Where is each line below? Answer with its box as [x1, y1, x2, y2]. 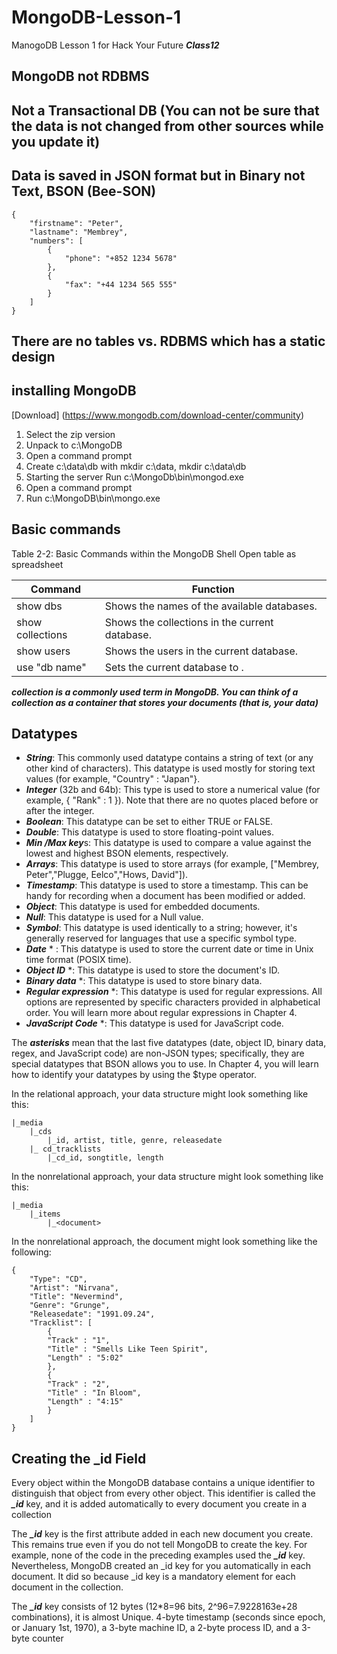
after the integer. [25, 805, 95, 817]
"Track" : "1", [47, 1336, 111, 1346]
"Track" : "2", [47, 1379, 111, 1390]
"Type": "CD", [29, 1274, 88, 1285]
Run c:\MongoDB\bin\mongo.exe [25, 492, 161, 504]
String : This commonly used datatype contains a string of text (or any [25, 752, 314, 764]
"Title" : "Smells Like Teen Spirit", [47, 1344, 209, 1355]
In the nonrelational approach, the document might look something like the [11, 1236, 318, 1248]
